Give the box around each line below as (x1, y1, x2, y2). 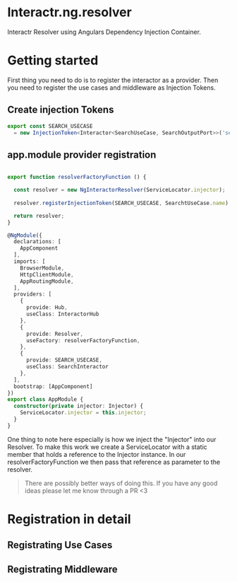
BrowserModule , (20, 264, 65, 272)
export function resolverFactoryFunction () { (7, 174, 147, 181)
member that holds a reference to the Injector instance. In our (7, 450, 186, 458)
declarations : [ (13, 238, 61, 245)
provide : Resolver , (25, 330, 83, 337)
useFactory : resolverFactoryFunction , (25, 337, 140, 344)
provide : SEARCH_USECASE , (25, 356, 102, 364)
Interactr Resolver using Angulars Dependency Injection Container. (7, 28, 201, 36)
